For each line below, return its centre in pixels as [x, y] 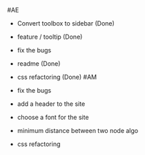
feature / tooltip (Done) [50, 37]
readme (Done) [39, 64]
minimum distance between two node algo [78, 130]
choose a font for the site [53, 117]
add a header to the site [51, 104]
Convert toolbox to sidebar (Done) [66, 23]
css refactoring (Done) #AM [57, 77]
